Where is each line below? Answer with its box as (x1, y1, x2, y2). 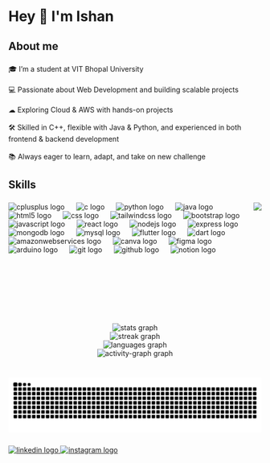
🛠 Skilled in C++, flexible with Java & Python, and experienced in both (8, 122, 242, 132)
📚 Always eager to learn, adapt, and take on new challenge (8, 151, 207, 161)
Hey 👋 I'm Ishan (8, 7, 114, 26)
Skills (8, 177, 36, 192)
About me (8, 39, 59, 53)
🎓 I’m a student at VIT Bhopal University (8, 64, 144, 73)
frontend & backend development (8, 134, 119, 143)
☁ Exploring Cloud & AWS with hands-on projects (8, 105, 174, 114)
